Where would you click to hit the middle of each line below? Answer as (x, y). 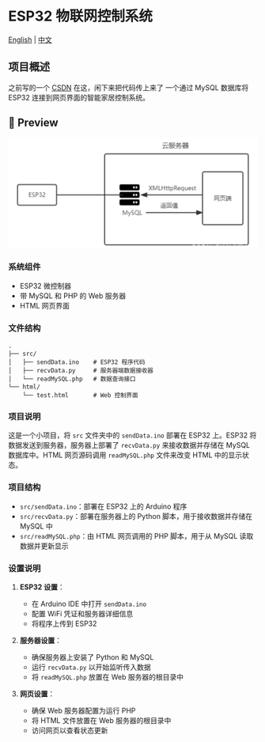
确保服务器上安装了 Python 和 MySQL (93, 657)
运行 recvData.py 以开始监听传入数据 (91, 667)
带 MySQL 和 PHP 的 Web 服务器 (73, 295)
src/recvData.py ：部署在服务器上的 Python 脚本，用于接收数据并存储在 (136, 516)
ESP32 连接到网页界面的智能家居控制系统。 (79, 97)
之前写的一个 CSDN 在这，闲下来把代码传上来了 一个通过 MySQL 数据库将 (129, 87)
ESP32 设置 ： (42, 587)
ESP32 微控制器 (45, 286)
